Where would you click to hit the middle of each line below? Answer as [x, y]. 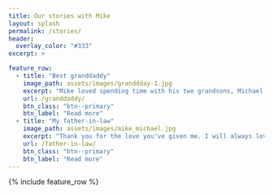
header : [22, 39]
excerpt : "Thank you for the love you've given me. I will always [138, 136]
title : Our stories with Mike [60, 16]
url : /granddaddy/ [54, 98]
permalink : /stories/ [45, 31]
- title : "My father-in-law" [65, 121]
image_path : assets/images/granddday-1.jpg [98, 83]
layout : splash [34, 24]
